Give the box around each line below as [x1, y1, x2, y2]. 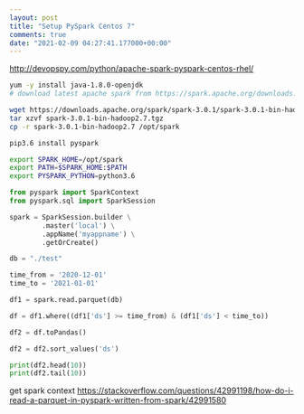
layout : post [9, 13, 59, 23]
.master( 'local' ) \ [42, 221, 116, 231]
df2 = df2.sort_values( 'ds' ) [9, 344, 119, 353]
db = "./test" [9, 254, 63, 263]
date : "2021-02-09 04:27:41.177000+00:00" [9, 38, 172, 48]
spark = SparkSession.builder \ [9, 212, 131, 221]
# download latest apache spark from [9, 89, 152, 99]
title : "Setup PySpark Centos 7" [9, 22, 136, 31]
